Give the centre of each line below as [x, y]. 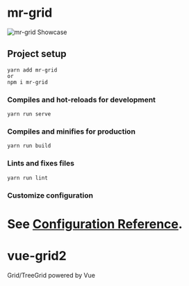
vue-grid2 [37, 256]
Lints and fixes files [41, 164]
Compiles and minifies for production [71, 132]
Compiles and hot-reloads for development [82, 100]
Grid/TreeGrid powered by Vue [51, 275]
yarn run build [29, 146]
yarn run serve [29, 114]
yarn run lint [28, 178]
